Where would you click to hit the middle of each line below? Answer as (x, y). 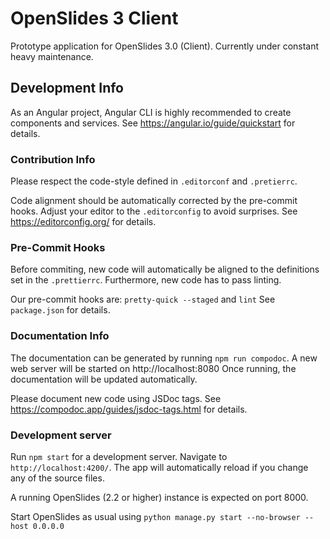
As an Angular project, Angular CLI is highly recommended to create (151, 112)
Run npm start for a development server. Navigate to (119, 456)
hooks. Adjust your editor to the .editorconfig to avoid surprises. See (154, 211)
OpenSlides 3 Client (94, 18)
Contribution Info (53, 159)
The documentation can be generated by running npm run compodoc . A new (164, 358)
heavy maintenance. (52, 56)
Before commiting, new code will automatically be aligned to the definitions (165, 269)
